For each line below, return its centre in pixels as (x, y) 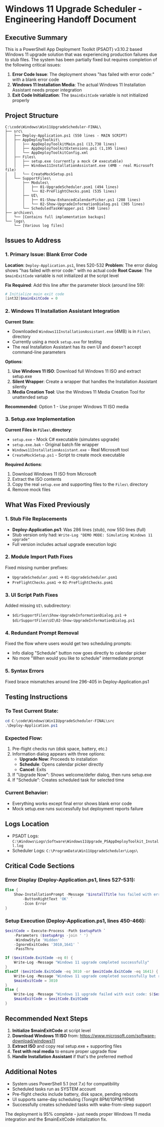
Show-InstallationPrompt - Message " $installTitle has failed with (83, 894)
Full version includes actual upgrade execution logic (64, 544)
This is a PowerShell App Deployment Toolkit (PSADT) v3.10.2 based (74, 49)
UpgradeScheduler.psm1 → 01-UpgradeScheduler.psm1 (65, 577)
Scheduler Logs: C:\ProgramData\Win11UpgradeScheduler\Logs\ (75, 850)
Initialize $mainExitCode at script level (51, 1030)
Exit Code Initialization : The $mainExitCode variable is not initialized (80, 95)
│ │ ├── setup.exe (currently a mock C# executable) (64, 161)
